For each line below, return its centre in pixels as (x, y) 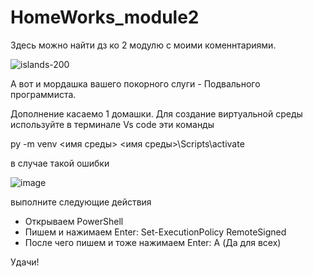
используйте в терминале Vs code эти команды (112, 124)
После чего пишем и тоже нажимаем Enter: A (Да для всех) (153, 242)
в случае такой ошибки (60, 163)
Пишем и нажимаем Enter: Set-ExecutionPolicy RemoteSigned (155, 232)
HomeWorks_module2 (105, 17)
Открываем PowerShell (74, 221)
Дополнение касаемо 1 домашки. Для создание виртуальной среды (156, 113)
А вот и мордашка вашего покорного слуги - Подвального (135, 83)
